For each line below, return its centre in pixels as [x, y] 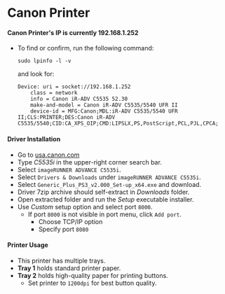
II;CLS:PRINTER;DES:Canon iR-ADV [66, 118]
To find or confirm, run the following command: [86, 48]
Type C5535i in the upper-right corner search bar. [90, 162]
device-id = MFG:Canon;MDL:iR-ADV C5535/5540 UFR [104, 111]
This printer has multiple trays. [61, 260]
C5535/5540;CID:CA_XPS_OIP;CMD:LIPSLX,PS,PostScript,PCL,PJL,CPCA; [118, 124]
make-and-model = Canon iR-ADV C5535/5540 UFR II [104, 105]
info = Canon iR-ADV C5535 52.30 [79, 99]
